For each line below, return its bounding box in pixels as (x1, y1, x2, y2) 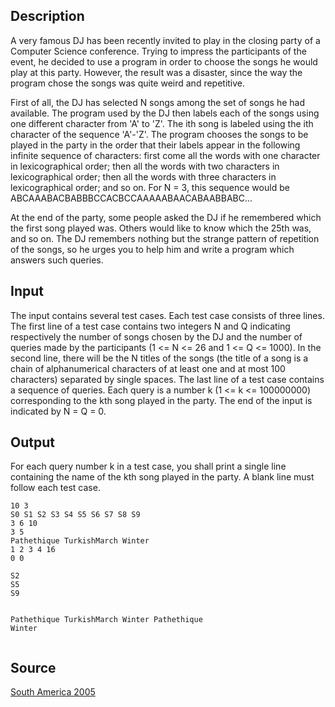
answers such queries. (10, 254, 104, 266)
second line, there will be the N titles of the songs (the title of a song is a (10, 352, 309, 364)
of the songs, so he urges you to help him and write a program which (10, 243, 295, 255)
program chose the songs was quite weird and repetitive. (10, 77, 246, 89)
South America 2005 (10, 686, 96, 698)
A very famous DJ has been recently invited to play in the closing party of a (10, 34, 321, 46)
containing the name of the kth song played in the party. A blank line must (10, 471, 315, 483)
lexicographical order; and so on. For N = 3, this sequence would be (10, 181, 290, 193)
